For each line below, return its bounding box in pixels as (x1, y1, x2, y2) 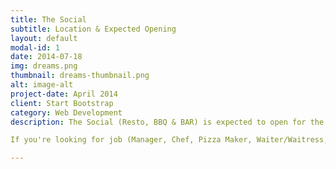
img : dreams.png (10, 61, 78, 71)
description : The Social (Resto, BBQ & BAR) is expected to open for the (10, 117, 325, 127)
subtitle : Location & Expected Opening (10, 24, 177, 34)
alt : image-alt (10, 80, 74, 90)
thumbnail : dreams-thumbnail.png (10, 71, 150, 81)
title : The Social (10, 14, 87, 25)
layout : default (10, 33, 78, 43)
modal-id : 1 (10, 42, 60, 53)
